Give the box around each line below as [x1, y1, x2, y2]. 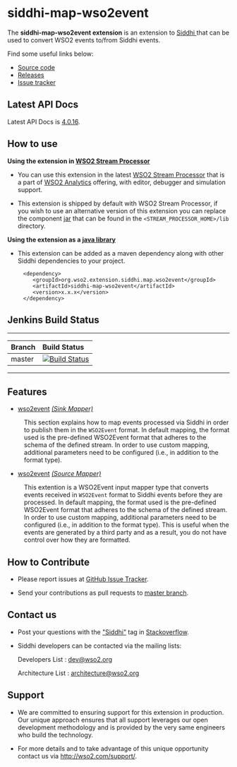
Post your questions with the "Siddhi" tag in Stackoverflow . [17, 627, 189, 636]
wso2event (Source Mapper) [17, 470, 102, 478]
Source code [17, 63, 55, 71]
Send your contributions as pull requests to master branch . [17, 588, 189, 597]
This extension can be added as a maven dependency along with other [17, 249, 224, 257]
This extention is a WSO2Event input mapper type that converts [23, 483, 209, 492]
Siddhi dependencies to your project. [17, 256, 126, 265]
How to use [7, 138, 58, 150]
